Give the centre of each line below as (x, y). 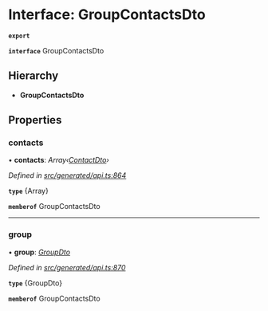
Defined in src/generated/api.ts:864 (67, 175)
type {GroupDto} (35, 283)
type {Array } (29, 191)
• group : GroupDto (39, 252)
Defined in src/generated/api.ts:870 (67, 267)
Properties (35, 120)
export (19, 36)
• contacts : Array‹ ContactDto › (59, 160)
